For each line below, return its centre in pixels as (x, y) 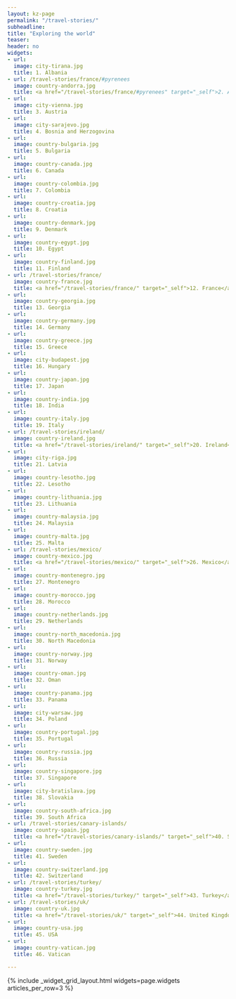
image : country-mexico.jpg (53, 556)
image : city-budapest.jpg (52, 360)
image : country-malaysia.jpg (56, 517)
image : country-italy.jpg (52, 419)
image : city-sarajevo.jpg (52, 125)
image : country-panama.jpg (53, 693)
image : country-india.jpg (52, 399)
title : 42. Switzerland (48, 876)
